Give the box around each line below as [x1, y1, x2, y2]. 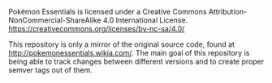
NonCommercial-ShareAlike [8, 15, 101, 25]
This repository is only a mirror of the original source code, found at [8, 39, 235, 49]
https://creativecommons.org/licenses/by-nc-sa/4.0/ [8, 24, 185, 33]
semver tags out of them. [8, 65, 93, 75]
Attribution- [208, 7, 248, 16]
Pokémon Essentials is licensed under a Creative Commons [8, 7, 207, 16]
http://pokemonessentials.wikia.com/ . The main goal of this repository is [8, 48, 250, 57]
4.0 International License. [102, 15, 188, 25]
